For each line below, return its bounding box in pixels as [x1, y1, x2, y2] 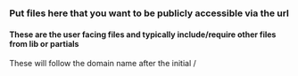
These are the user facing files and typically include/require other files [9, 29, 277, 40]
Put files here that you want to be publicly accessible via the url [9, 7, 290, 19]
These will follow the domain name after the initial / [9, 58, 196, 69]
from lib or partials [9, 38, 79, 49]
